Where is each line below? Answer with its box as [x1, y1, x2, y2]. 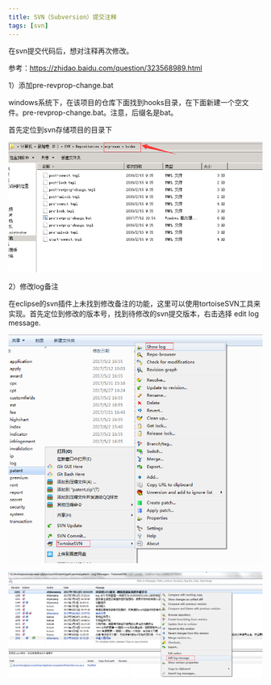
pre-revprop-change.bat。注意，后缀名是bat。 [22, 108, 178, 117]
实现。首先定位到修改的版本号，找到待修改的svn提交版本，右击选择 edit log [8, 309, 260, 319]
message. [8, 318, 41, 328]
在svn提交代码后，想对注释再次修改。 [8, 45, 134, 56]
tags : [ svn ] [8, 21, 48, 30]
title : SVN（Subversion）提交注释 [8, 13, 117, 21]
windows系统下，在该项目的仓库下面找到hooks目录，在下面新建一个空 [8, 97, 242, 107]
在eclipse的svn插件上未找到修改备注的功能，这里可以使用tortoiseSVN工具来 [8, 299, 261, 309]
